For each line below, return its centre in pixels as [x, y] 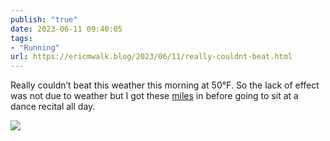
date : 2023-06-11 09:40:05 [66, 29]
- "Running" [35, 47]
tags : [21, 38]
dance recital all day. [53, 107]
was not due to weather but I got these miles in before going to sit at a [154, 96]
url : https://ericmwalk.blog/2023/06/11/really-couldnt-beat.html [151, 57]
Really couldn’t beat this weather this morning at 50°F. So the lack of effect [165, 85]
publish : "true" [44, 19]
